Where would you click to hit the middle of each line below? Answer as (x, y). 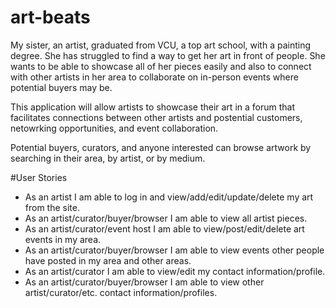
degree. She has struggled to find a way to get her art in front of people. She (168, 55)
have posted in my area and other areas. (108, 260)
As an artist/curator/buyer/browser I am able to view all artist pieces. (166, 218)
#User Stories (39, 177)
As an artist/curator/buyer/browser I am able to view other (144, 282)
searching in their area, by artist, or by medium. (108, 158)
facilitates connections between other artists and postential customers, (156, 117)
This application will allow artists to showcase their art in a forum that (152, 107)
